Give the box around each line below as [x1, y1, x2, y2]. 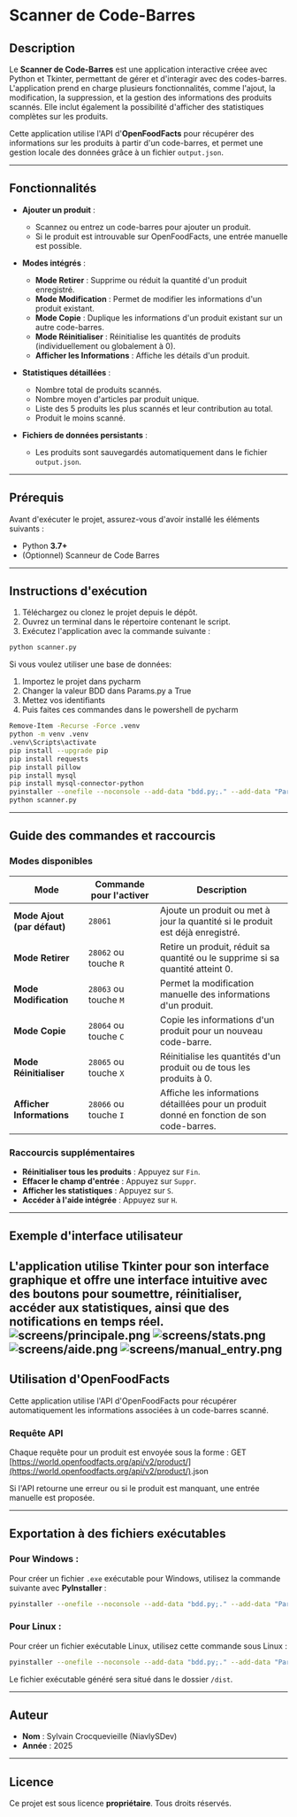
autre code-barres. [34, 321, 104, 332]
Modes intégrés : [21, 258, 86, 268]
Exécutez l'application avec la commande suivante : [21, 626, 210, 637]
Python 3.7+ [21, 540, 68, 551]
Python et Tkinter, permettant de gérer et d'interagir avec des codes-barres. [9, 73, 287, 84]
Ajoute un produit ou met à [160, 904, 270, 916]
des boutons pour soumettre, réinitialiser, [9, 1286, 242, 1302]
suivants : [9, 523, 44, 534]
